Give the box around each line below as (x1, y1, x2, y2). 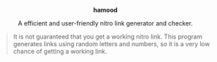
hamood (93, 6, 118, 14)
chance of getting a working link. (12, 48, 107, 55)
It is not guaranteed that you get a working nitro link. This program (12, 32, 202, 41)
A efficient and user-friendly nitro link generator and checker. (17, 19, 193, 27)
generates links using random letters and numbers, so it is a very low (12, 40, 210, 48)
